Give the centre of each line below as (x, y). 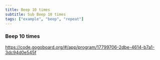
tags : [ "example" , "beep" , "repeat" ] (44, 19)
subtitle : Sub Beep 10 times (35, 14)
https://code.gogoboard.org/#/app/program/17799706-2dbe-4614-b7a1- (80, 47)
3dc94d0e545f (21, 52)
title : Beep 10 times (28, 10)
